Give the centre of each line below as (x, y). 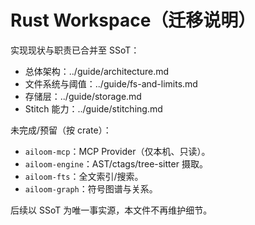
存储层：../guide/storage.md (83, 96)
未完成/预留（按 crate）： (61, 130)
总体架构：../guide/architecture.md (97, 71)
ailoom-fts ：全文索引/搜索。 (84, 176)
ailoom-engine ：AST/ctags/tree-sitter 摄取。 (116, 163)
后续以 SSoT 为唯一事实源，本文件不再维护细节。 (111, 210)
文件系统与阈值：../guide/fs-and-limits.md (111, 83)
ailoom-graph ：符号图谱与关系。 (91, 188)
